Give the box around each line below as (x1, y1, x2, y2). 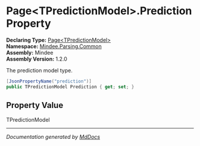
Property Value (6, 100, 64, 110)
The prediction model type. (6, 66, 73, 74)
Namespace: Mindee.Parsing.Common (6, 43, 102, 50)
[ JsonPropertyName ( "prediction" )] (6, 78, 92, 84)
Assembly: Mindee (6, 49, 54, 56)
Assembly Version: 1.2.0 (6, 55, 67, 62)
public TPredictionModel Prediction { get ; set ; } (6, 84, 135, 90)
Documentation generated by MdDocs (6, 133, 100, 140)
